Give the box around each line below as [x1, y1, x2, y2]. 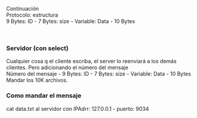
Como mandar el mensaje [6, 92, 82, 100]
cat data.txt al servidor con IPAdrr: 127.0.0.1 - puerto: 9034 [6, 105, 149, 112]
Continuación [6, 5, 39, 12]
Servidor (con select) [6, 44, 69, 52]
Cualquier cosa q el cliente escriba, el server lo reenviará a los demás [6, 58, 177, 65]
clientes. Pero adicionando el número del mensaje [6, 64, 129, 71]
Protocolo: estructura [6, 11, 58, 18]
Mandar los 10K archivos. [6, 77, 68, 84]
